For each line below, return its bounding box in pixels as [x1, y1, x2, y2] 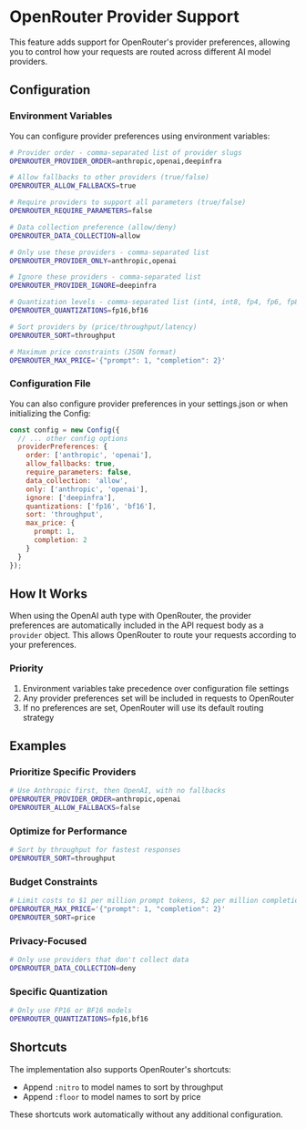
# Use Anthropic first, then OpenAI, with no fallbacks [9, 786, 226, 795]
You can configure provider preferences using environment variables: [9, 130, 270, 141]
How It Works [9, 586, 88, 601]
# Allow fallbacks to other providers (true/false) [9, 173, 209, 182]
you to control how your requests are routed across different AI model [9, 46, 271, 56]
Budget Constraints [9, 875, 98, 888]
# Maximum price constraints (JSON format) [9, 347, 178, 356]
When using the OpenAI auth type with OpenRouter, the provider [9, 611, 252, 621]
